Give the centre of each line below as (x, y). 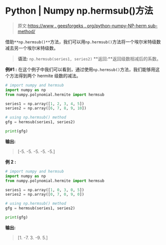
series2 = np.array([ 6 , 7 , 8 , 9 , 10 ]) (46, 108)
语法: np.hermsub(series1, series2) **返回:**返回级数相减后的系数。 (89, 58)
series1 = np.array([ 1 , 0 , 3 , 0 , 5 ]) (45, 190)
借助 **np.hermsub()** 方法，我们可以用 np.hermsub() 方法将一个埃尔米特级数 (83, 42)
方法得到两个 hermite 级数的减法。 (45, 75)
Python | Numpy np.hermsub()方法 (79, 11)
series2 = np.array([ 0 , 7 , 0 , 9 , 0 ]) (45, 195)
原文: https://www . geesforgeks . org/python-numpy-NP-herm (82, 26)
